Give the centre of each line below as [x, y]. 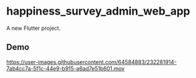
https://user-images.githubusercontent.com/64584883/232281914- [92, 62]
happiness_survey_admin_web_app [98, 11]
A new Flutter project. [34, 28]
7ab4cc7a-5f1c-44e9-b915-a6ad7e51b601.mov [66, 68]
